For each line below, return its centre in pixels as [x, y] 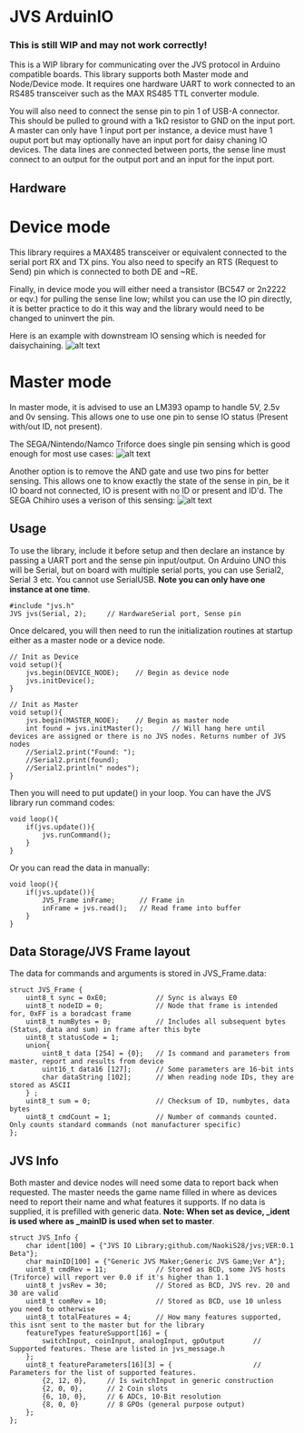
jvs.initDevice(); [60, 681]
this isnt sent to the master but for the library [107, 1325]
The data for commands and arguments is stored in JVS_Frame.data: [138, 974]
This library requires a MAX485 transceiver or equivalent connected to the [148, 252]
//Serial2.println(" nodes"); [83, 768]
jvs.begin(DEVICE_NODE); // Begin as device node [127, 672]
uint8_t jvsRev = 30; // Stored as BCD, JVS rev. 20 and [158, 1286]
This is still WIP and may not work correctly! [108, 45]
